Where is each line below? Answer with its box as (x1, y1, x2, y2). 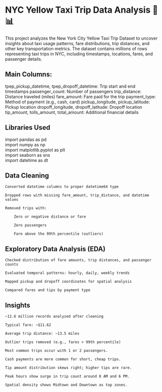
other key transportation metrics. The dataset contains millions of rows (5, 46, 147, 51)
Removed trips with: (5, 206, 47, 211)
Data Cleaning (5, 171, 49, 180)
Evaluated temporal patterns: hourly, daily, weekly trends (5, 271, 130, 276)
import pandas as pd (5, 137, 47, 142)
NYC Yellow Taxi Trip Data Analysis (5, 4, 151, 16)
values (5, 197, 19, 202)
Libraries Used (5, 123, 50, 132)
